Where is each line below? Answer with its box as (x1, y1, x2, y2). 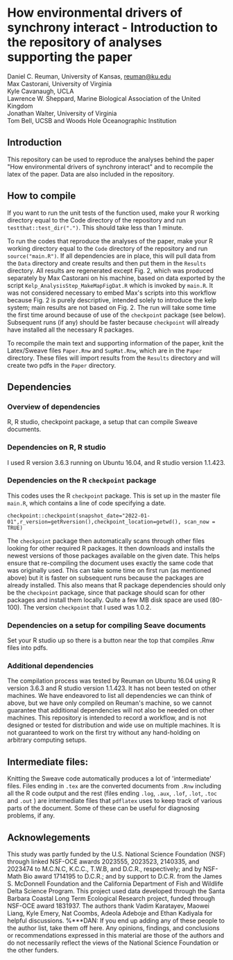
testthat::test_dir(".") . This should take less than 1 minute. (7, 223, 184, 231)
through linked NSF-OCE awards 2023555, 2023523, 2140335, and (7, 857, 200, 866)
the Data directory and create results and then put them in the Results (7, 259, 207, 267)
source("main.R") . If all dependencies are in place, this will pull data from (7, 252, 216, 260)
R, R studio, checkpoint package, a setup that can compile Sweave (7, 418, 198, 426)
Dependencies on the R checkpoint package (7, 475, 157, 485)
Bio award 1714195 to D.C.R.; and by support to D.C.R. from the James (23, 872, 223, 881)
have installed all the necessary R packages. (7, 325, 134, 334)
